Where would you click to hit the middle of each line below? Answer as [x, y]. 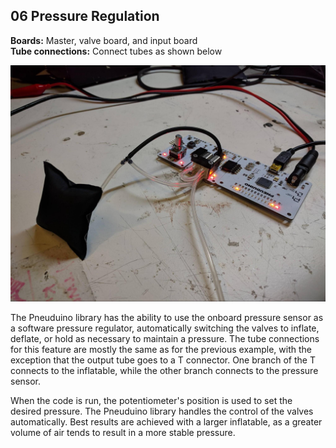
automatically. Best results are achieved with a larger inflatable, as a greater [166, 422]
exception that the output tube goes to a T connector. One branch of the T [163, 360]
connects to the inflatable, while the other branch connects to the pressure [164, 371]
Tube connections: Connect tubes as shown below [116, 51]
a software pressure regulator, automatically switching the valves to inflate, [165, 328]
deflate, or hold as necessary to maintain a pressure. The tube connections [165, 339]
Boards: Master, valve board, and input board [104, 40]
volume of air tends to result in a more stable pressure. [123, 433]
